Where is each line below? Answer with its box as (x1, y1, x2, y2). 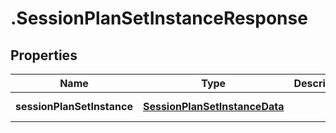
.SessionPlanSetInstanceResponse (10, 7, 308, 30)
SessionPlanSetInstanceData (142, 100, 285, 113)
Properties (10, 47, 78, 64)
